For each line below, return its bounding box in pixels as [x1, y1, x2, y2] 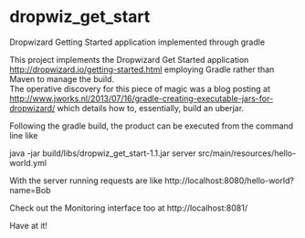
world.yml [9, 157, 47, 168]
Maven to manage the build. [9, 73, 115, 84]
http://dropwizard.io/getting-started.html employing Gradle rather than [9, 64, 275, 75]
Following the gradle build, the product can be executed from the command [9, 120, 294, 131]
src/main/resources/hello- [197, 148, 297, 159]
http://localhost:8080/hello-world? [163, 175, 295, 186]
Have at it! [9, 220, 48, 231]
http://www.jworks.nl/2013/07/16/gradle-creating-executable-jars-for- [9, 93, 274, 104]
